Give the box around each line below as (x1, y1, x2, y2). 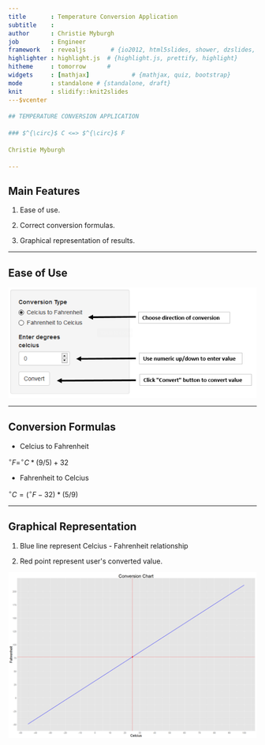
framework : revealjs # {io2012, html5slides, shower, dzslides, (8, 46, 256, 54)
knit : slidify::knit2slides (8, 88, 129, 95)
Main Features (8, 184, 80, 197)
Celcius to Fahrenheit (19, 441, 89, 451)
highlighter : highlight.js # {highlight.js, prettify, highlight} (8, 54, 238, 62)
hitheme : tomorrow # (8, 63, 111, 71)
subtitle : (8, 21, 55, 29)
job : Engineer (8, 38, 87, 46)
